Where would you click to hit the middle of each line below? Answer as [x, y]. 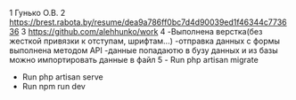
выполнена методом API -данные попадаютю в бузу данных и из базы [144, 50]
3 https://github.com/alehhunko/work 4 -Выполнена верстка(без [142, 31]
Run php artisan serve [63, 77]
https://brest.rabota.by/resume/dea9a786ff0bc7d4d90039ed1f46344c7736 [148, 22]
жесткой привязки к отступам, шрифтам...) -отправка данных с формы [145, 41]
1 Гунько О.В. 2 [37, 13]
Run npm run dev [54, 86]
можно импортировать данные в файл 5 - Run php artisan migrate [134, 60]
